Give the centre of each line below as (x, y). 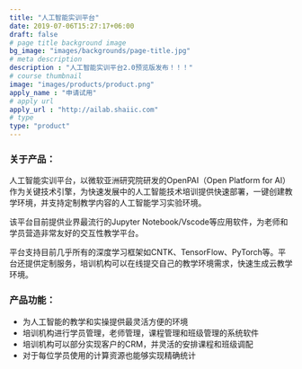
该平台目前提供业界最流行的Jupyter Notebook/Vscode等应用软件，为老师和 (149, 222)
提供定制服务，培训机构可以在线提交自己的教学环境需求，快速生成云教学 (159, 264)
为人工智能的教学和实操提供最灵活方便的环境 (105, 321)
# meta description (46, 59)
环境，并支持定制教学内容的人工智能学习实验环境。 (111, 203)
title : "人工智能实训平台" (54, 18)
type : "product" (40, 127)
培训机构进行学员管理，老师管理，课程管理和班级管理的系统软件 (140, 332)
